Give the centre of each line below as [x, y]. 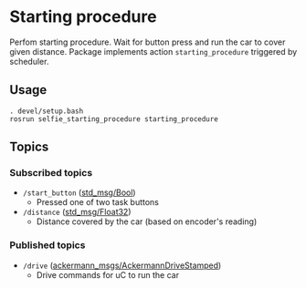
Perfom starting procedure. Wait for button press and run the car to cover [148, 42]
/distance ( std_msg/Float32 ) [77, 212]
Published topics [47, 245]
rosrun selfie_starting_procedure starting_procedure [114, 119]
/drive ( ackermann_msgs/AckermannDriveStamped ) [122, 265]
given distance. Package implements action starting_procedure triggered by [153, 51]
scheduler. [29, 61]
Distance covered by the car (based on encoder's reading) [147, 221]
